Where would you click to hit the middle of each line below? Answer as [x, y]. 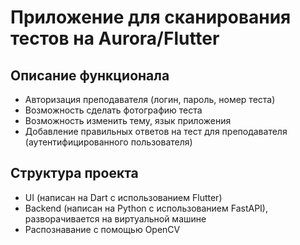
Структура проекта [74, 173]
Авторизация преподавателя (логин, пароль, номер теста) [150, 99]
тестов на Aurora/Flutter [115, 38]
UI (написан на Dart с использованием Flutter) [123, 197]
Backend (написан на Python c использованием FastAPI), [146, 208]
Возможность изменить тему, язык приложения [128, 120]
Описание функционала [90, 75]
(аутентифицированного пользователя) [108, 142]
